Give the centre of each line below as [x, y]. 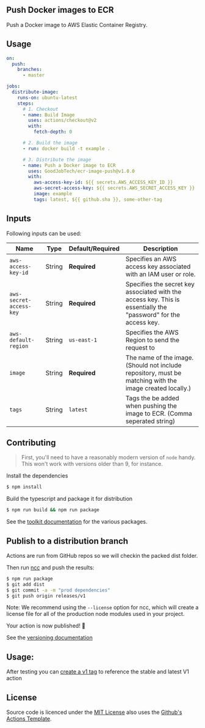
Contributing [31, 442]
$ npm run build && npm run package [53, 510]
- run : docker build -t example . [67, 148]
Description [160, 249]
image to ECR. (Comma [159, 413]
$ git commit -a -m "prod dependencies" [59, 590]
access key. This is [153, 299]
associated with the [153, 291]
